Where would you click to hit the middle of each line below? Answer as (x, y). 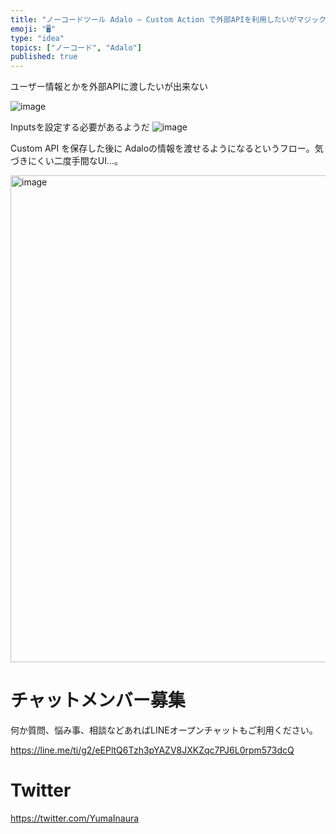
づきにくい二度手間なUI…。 (66, 161)
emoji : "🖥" (33, 29)
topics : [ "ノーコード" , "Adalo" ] (76, 47)
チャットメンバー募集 (98, 700)
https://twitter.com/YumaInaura (75, 818)
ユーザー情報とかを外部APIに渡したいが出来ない (109, 87)
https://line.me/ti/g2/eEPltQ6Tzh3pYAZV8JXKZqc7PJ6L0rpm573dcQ (152, 750)
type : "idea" (37, 38)
